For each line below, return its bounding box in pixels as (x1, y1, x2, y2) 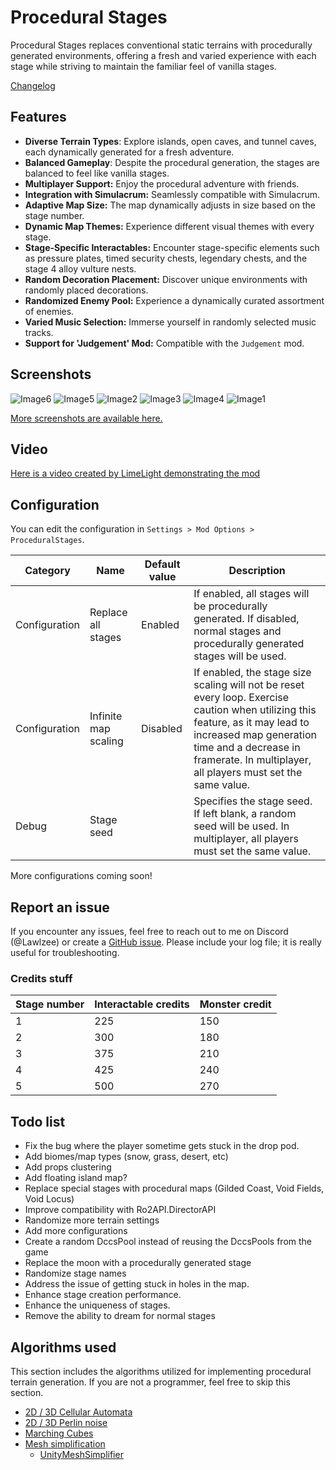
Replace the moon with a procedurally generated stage (24, 1257, 252, 1269)
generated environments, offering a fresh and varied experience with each (10, 49, 317, 61)
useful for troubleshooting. (10, 947, 120, 958)
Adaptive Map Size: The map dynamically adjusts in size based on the (24, 199, 316, 211)
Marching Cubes (24, 1427, 94, 1439)
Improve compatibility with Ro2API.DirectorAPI (24, 1204, 217, 1216)
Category (24, 564, 71, 578)
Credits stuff (10, 971, 73, 985)
